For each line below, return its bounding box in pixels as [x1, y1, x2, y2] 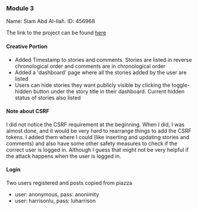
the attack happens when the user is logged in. [6, 152, 121, 159]
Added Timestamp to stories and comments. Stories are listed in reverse [14, 56, 192, 63]
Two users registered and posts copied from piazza [6, 179, 133, 186]
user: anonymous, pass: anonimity [14, 190, 99, 198]
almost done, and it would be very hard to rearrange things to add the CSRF [6, 127, 192, 134]
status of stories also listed [14, 94, 81, 101]
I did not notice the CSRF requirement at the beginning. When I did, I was [6, 121, 185, 128]
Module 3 [6, 4, 34, 12]
